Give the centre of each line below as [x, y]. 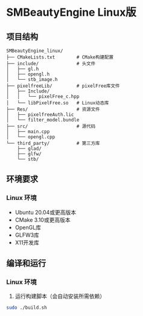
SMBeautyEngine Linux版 [71, 12]
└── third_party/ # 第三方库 [53, 143]
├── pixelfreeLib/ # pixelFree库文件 [63, 86]
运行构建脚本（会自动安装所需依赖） [60, 296]
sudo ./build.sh [27, 308]
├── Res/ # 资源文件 [53, 109]
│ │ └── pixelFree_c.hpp [43, 97]
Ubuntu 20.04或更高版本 [46, 212]
